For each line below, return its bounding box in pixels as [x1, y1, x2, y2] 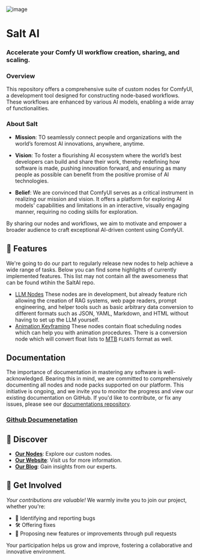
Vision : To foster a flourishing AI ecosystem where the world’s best [14, 151, 182, 159]
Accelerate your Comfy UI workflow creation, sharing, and [6, 48, 180, 57]
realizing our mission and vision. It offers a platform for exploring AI [14, 195, 182, 202]
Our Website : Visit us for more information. [14, 456, 122, 464]
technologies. [14, 177, 49, 184]
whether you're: [6, 503, 46, 510]
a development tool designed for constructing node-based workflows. [6, 92, 180, 99]
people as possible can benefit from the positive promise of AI [14, 170, 169, 178]
